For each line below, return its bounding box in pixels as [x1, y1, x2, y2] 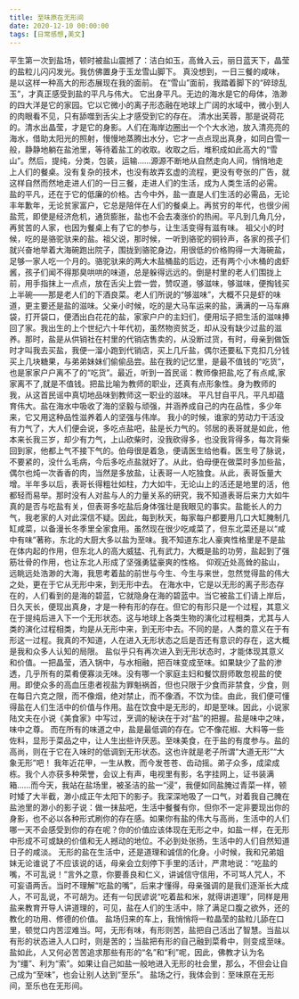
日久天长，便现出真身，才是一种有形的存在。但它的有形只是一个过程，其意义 [9, 601, 290, 612]
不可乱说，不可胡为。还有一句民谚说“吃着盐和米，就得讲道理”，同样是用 [24, 891, 289, 902]
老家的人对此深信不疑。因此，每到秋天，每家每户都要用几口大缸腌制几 [32, 512, 290, 523]
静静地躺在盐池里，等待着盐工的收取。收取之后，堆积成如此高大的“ [24, 144, 271, 155]
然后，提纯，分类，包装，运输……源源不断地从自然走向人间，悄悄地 [28, 155, 276, 166]
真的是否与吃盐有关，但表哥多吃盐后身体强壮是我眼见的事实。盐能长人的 [9, 501, 274, 512]
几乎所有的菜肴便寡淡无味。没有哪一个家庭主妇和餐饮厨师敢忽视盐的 [24, 668, 274, 679]
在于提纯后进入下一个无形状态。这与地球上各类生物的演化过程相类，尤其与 [9, 613, 282, 623]
